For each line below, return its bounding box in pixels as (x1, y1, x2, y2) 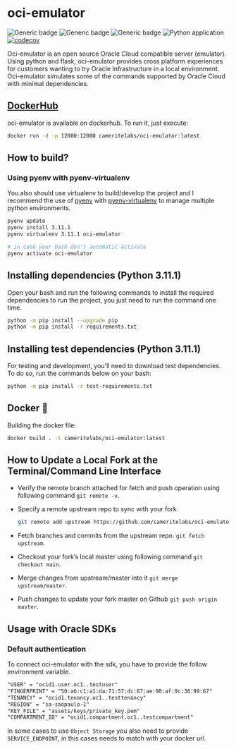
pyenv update (7, 217, 46, 225)
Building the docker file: (7, 421, 76, 430)
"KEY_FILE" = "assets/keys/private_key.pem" (7, 707, 140, 714)
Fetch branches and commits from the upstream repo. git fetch (17, 531, 205, 540)
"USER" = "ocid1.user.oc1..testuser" (7, 681, 118, 688)
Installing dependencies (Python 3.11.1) (7, 269, 182, 281)
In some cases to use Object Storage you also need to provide (7, 726, 189, 735)
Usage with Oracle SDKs (7, 623, 117, 635)
